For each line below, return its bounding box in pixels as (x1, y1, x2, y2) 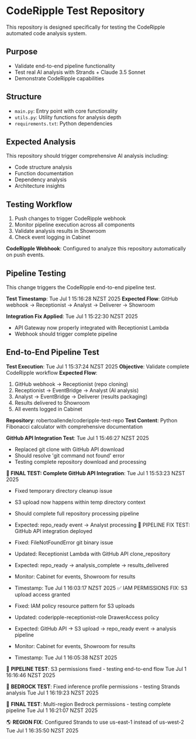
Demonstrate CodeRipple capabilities (14, 74, 104, 82)
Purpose (6, 47, 38, 57)
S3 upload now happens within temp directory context (14, 499, 146, 506)
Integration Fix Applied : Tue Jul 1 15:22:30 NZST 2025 (6, 313, 138, 320)
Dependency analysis (14, 176, 67, 183)
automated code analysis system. (6, 29, 87, 36)
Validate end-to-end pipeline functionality (14, 62, 115, 69)
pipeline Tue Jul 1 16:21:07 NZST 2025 (6, 707, 98, 714)
